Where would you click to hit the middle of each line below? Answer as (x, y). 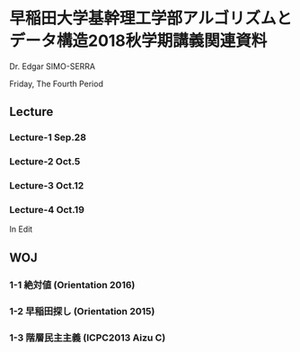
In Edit (21, 229)
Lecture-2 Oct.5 (45, 162)
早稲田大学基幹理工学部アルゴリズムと (151, 18)
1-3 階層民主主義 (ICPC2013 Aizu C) (88, 338)
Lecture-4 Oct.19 (47, 210)
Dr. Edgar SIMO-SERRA (53, 66)
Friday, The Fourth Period (56, 84)
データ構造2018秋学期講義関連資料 (138, 41)
